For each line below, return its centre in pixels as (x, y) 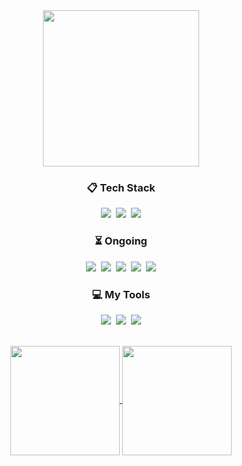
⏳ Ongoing (121, 241)
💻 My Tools (121, 294)
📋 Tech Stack (121, 187)
